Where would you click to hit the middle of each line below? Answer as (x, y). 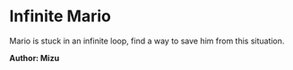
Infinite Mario (60, 16)
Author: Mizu (34, 58)
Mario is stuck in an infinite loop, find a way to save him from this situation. (147, 41)
